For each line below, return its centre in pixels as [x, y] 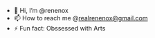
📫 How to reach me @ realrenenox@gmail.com [81, 18]
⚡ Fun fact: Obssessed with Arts [60, 28]
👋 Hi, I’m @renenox [41, 11]
